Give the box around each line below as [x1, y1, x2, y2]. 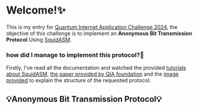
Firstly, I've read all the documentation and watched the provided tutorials [6, 64, 187, 72]
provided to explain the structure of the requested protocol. [6, 77, 151, 84]
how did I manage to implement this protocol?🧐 [6, 51, 144, 59]
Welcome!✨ [6, 4, 66, 17]
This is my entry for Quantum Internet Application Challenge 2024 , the [6, 23, 178, 30]
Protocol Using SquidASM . [6, 36, 72, 43]
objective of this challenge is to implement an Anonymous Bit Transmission [6, 30, 193, 37]
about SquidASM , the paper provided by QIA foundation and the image [6, 70, 179, 77]
